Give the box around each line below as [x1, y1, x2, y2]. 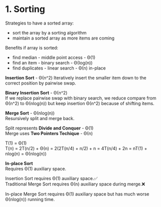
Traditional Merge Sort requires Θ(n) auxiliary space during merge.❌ [5, 181, 146, 187]
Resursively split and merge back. [5, 115, 75, 121]
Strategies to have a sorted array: [5, 20, 74, 26]
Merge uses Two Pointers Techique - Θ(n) [5, 130, 93, 136]
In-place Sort [5, 160, 33, 166]
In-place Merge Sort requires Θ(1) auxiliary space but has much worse [5, 191, 150, 197]
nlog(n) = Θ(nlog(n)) [5, 150, 47, 156]
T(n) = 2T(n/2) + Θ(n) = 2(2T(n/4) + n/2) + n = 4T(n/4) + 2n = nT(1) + [5, 145, 148, 151]
